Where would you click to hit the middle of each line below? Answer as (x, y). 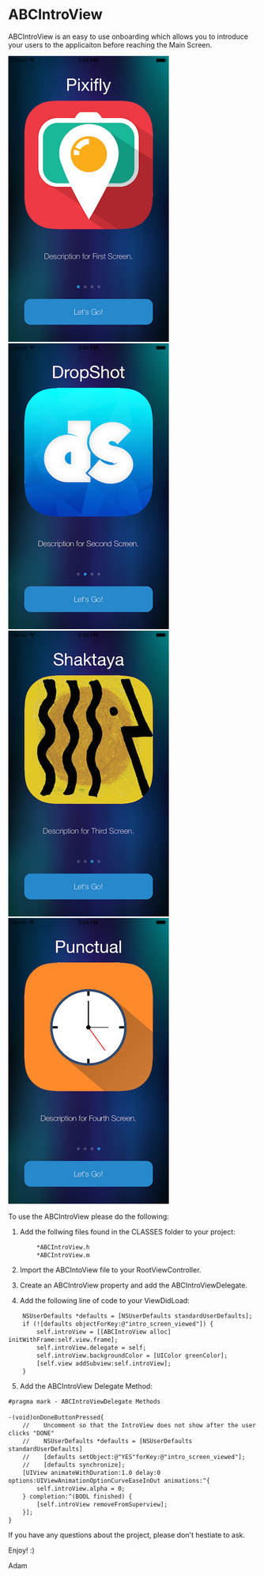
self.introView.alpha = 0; (81, 1488)
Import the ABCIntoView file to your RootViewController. (110, 1270)
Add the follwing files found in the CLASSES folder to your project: (127, 1231)
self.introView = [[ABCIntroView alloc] (104, 1332)
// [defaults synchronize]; (74, 1465)
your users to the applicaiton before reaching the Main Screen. (110, 44)
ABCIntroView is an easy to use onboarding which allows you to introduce (128, 36)
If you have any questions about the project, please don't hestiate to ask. (127, 1535)
